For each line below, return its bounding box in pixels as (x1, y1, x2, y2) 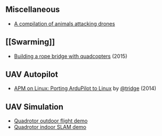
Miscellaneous (5, 5, 60, 15)
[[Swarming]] (5, 37, 55, 47)
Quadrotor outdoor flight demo (13, 117, 88, 124)
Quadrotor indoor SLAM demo (13, 124, 87, 131)
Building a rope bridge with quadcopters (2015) (13, 53, 128, 60)
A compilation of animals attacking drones (13, 20, 115, 27)
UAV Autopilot (5, 69, 58, 79)
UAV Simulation (5, 102, 64, 111)
